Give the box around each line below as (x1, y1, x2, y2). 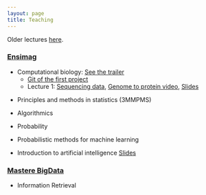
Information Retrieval (16, 181, 77, 190)
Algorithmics (16, 109, 54, 117)
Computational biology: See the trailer (16, 68, 125, 76)
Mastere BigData (7, 166, 64, 175)
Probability (16, 122, 48, 130)
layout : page (7, 10, 45, 17)
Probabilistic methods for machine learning (16, 135, 139, 144)
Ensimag (7, 52, 37, 62)
